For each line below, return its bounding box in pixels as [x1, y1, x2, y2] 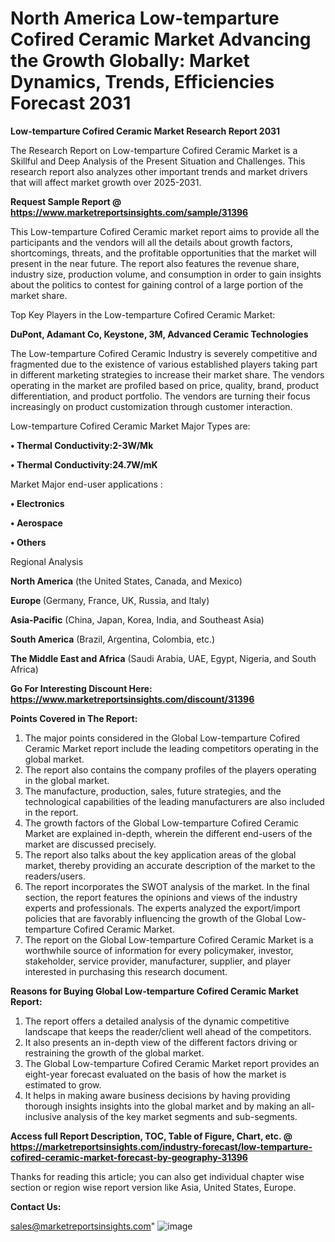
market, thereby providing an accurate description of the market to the [24, 859, 316, 871]
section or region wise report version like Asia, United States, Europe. [10, 1181, 297, 1193]
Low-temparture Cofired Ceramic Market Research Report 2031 [10, 125, 281, 137]
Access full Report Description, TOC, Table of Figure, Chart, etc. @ [10, 1130, 293, 1142]
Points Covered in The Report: [10, 712, 138, 724]
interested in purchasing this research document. [24, 965, 228, 977]
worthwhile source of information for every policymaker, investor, [24, 944, 294, 956]
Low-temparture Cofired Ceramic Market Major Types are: [10, 420, 251, 432]
